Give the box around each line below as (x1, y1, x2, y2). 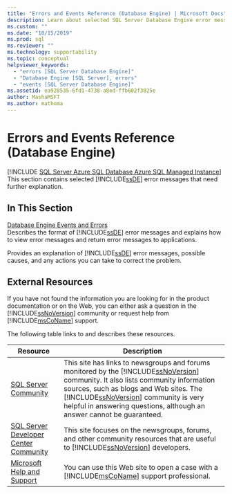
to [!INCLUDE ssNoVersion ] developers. (63, 443, 191, 452)
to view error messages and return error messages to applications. (7, 235, 197, 244)
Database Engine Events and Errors (7, 221, 108, 229)
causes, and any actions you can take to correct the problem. (7, 256, 182, 264)
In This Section (7, 202, 73, 214)
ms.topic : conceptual (7, 55, 70, 62)
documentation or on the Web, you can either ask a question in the (7, 302, 197, 310)
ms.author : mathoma (7, 100, 64, 107)
